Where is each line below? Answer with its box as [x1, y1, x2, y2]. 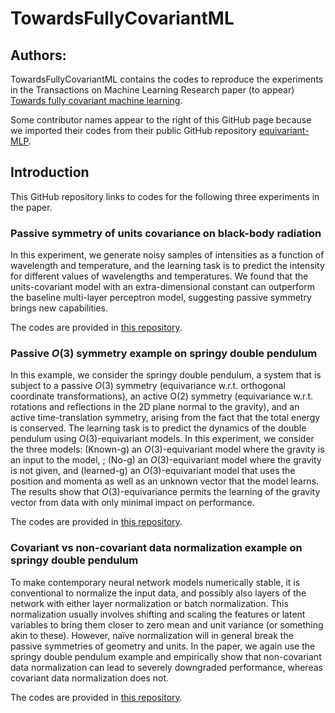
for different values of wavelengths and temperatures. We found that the [10, 270, 309, 282]
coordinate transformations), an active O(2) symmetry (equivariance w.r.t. [10, 390, 314, 402]
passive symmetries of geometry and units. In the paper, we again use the [10, 640, 316, 652]
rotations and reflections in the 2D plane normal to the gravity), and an [10, 401, 300, 413]
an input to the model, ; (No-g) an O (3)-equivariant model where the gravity [10, 454, 322, 466]
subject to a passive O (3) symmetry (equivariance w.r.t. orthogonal [10, 380, 286, 392]
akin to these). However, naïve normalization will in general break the [10, 629, 294, 641]
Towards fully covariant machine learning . [10, 95, 183, 106]
